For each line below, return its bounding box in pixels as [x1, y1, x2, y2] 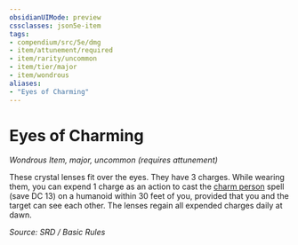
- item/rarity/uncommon [9, 54, 98, 63]
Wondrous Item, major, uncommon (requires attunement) [9, 154, 218, 165]
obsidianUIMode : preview [9, 12, 101, 22]
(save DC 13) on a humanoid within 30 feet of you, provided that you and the [9, 191, 289, 202]
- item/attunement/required [9, 46, 114, 55]
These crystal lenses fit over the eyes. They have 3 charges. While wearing [9, 172, 285, 183]
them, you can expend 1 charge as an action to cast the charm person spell [9, 181, 285, 192]
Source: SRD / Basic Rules [9, 227, 106, 238]
